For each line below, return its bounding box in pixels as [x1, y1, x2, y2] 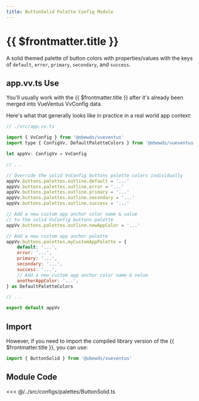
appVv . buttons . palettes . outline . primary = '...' [6, 189, 130, 195]
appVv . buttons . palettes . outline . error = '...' [6, 183, 124, 189]
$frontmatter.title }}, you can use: [6, 343, 88, 351]
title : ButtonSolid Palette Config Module [6, 8, 114, 15]
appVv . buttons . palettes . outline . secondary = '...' [6, 195, 135, 201]
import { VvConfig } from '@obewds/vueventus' [6, 134, 124, 141]
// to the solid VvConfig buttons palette [6, 216, 114, 222]
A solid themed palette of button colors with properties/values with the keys [6, 55, 193, 62]
